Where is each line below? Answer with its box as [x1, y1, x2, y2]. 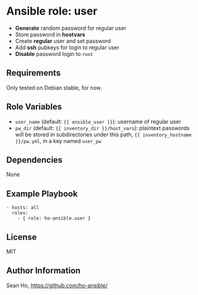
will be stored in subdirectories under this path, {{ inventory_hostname [15, 131, 192, 138]
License [6, 232, 37, 242]
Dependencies [6, 154, 63, 165]
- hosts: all [6, 205, 39, 211]
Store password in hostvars [15, 30, 86, 38]
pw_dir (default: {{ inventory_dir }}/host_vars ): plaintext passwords [15, 124, 190, 131]
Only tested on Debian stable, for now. [6, 84, 102, 91]
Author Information [6, 266, 81, 276]
